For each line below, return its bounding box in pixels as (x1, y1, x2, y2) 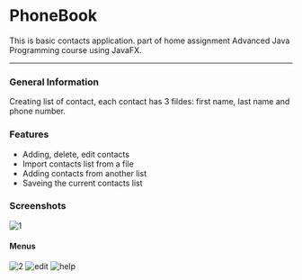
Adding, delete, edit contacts (22, 149, 130, 159)
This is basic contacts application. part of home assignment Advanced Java (9, 35, 290, 46)
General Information (9, 76, 100, 88)
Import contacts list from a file (22, 158, 135, 169)
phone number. (9, 105, 66, 117)
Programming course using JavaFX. (9, 44, 142, 55)
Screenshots (9, 200, 67, 212)
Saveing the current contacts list (22, 177, 143, 188)
